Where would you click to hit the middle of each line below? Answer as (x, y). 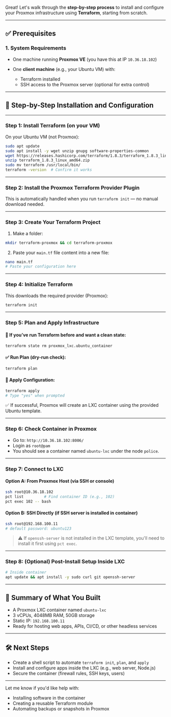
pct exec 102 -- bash (28, 501)
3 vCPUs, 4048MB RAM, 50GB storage (54, 615)
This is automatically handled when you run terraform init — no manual (82, 199)
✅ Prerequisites (31, 33)
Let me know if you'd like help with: (42, 688)
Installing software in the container (49, 698)
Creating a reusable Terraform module (53, 703)
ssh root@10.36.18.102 (29, 492)
